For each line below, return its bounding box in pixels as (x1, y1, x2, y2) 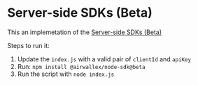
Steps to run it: (7, 41, 50, 49)
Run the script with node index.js (17, 70, 115, 78)
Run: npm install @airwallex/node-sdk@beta (17, 62, 146, 70)
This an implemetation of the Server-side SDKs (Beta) (7, 28, 162, 36)
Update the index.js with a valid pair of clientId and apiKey (17, 54, 191, 63)
